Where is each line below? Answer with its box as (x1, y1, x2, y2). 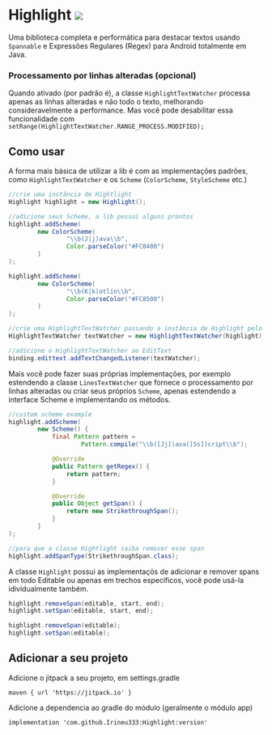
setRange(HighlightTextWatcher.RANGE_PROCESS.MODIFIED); (8, 123, 205, 131)
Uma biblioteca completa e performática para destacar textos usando (8, 32, 240, 42)
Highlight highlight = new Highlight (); (8, 198, 147, 206)
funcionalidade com (8, 114, 75, 124)
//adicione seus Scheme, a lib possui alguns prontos (8, 212, 194, 220)
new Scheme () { (37, 425, 89, 434)
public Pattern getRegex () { (51, 462, 151, 470)
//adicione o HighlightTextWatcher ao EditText (8, 346, 172, 355)
